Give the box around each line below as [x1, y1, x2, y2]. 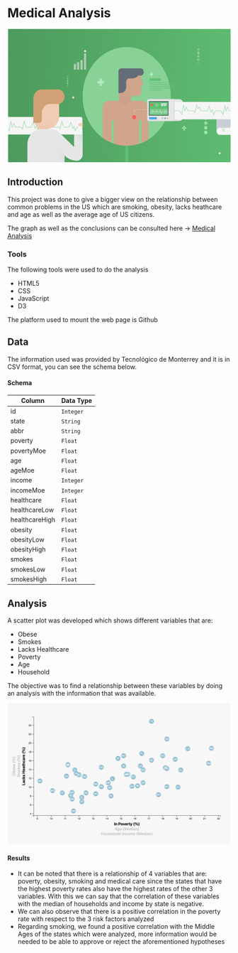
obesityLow [10, 535, 45, 544]
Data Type [61, 397, 93, 405]
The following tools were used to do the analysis [7, 265, 149, 274]
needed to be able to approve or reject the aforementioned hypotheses [17, 937, 225, 946]
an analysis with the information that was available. [7, 689, 157, 698]
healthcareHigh [10, 515, 55, 524]
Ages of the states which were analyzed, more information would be [17, 930, 217, 939]
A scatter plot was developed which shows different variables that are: [7, 616, 213, 625]
